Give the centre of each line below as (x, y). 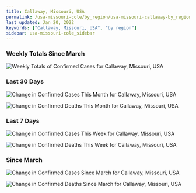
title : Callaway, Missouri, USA (45, 11)
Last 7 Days (23, 120)
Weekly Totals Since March (45, 54)
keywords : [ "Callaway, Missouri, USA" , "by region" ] (71, 28)
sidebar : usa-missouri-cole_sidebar (50, 33)
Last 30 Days (25, 81)
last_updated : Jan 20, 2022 (40, 22)
